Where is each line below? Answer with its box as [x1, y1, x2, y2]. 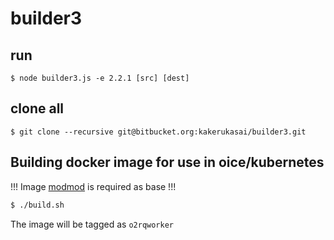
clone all [10, 100, 65, 117]
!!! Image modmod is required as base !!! [10, 180, 177, 192]
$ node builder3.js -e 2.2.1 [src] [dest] [10, 73, 190, 83]
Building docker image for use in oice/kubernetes [10, 154, 325, 171]
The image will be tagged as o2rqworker [10, 218, 174, 230]
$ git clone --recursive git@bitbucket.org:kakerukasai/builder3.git [10, 127, 307, 137]
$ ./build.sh [10, 200, 65, 210]
